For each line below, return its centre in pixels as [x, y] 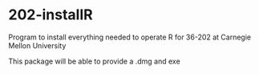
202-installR [51, 15]
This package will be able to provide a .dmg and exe [94, 61]
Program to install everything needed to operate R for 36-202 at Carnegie [130, 37]
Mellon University [37, 45]
